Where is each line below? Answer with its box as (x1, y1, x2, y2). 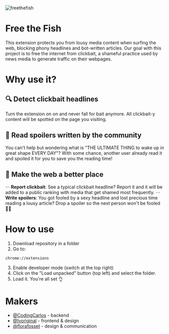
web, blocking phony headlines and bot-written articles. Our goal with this (5, 45, 161, 51)
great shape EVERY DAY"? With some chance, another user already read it (5, 150, 162, 156)
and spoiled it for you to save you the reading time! (5, 155, 113, 161)
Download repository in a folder (12, 240, 80, 246)
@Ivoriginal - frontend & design (12, 318, 79, 324)
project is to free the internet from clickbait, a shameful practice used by (5, 50, 158, 56)
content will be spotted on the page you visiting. (5, 116, 107, 122)
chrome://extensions (5, 255, 50, 260)
